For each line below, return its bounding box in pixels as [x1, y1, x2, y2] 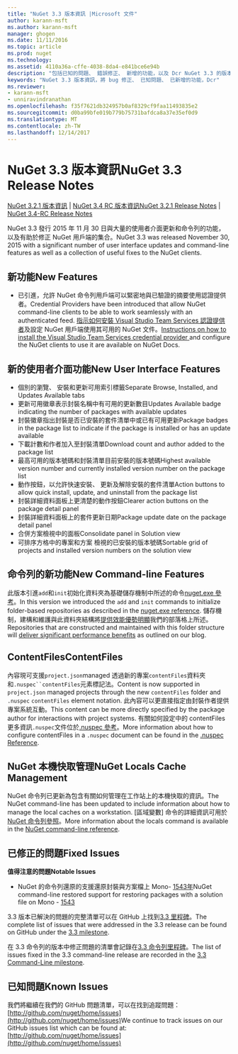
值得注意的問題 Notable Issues [7, 868, 96, 876]
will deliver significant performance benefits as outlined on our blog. [7, 630, 207, 639]
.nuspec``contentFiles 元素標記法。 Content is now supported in [13, 680, 200, 688]
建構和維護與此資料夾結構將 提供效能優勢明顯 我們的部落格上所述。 [19, 615, 212, 624]
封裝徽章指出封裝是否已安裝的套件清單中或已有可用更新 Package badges [17, 415, 229, 424]
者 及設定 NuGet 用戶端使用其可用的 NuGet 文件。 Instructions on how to [17, 325, 227, 334]
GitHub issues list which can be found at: [7, 1024, 127, 1032]
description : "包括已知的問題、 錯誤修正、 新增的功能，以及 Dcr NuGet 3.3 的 [7, 69, 222, 77]
